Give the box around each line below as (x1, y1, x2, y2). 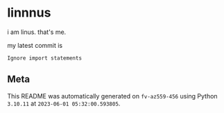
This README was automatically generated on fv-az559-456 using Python (7, 92, 218, 100)
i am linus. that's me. (7, 28, 67, 36)
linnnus (7, 5, 51, 21)
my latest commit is (7, 41, 63, 49)
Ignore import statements (7, 54, 82, 62)
